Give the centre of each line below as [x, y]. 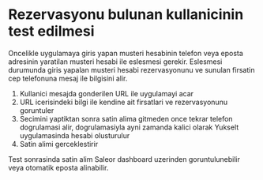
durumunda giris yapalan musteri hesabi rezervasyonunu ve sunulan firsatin [131, 69]
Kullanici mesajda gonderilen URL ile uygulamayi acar [107, 93]
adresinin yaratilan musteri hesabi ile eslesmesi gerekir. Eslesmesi [115, 62]
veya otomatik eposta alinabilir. [58, 167]
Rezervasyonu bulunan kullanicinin [126, 15]
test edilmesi [51, 31]
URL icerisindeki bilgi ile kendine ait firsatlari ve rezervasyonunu [123, 102]
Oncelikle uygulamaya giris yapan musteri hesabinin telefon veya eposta [126, 53]
